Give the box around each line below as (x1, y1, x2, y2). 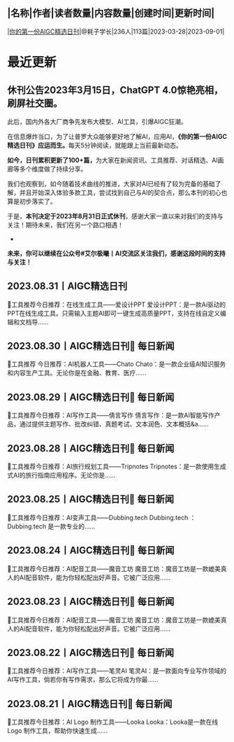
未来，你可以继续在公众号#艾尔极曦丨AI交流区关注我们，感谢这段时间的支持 (7, 248, 226, 258)
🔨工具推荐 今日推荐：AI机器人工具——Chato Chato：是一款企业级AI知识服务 (7, 360, 226, 368)
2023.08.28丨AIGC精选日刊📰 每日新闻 (7, 442, 175, 454)
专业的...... (66, 521, 96, 531)
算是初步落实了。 (7, 197, 57, 205)
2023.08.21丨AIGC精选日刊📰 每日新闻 (7, 698, 173, 710)
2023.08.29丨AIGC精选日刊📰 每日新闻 (7, 391, 175, 403)
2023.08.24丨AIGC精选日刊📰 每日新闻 (7, 545, 175, 556)
